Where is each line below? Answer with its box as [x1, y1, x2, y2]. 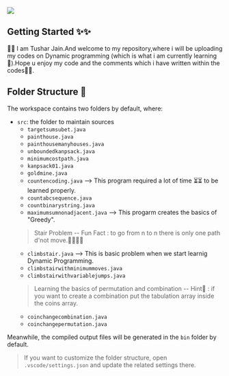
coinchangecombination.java [27, 314, 107, 320]
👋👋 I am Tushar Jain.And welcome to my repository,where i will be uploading [7, 44, 223, 52]
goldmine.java [27, 169, 68, 177]
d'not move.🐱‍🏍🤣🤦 [33, 236, 84, 244]
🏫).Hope [7, 58, 31, 67]
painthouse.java [27, 133, 74, 140]
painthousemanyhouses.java [27, 141, 105, 148]
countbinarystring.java [27, 202, 96, 209]
